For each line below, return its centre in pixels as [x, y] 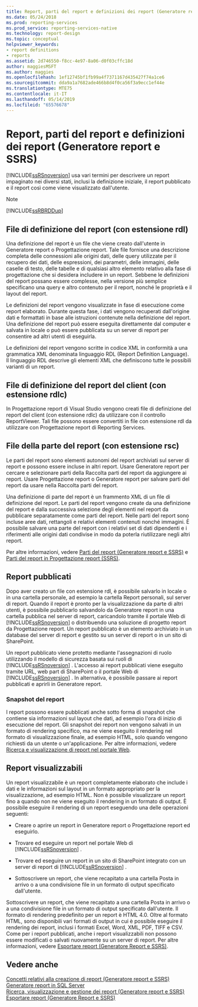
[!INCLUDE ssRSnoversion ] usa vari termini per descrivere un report [88, 175]
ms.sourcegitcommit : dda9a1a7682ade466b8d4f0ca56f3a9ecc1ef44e [85, 83]
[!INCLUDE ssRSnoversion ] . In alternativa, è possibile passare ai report [92, 678]
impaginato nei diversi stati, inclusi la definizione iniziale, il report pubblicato [98, 182]
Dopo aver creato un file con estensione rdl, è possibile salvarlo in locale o [96, 591]
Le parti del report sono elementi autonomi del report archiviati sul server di [98, 460]
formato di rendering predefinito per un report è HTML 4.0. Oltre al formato [97, 914]
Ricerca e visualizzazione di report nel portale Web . [69, 749]
